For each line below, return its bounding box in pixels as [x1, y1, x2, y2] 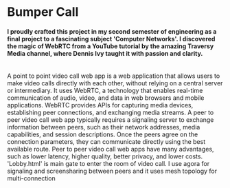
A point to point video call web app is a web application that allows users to [7, 72, 220, 80]
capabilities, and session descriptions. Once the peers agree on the [7, 130, 198, 138]
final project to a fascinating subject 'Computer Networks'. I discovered [7, 34, 216, 43]
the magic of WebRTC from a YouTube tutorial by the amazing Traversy [7, 42, 214, 50]
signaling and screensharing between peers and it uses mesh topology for [7, 167, 218, 176]
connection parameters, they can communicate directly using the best [7, 138, 206, 146]
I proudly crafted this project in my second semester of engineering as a [7, 27, 217, 35]
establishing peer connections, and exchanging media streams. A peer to [7, 108, 214, 117]
